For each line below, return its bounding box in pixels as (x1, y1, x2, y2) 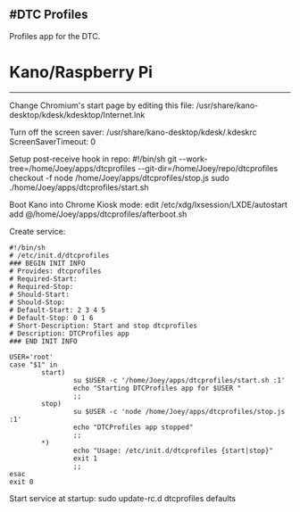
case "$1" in (9, 360, 58, 369)
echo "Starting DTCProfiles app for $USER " (72, 384, 242, 392)
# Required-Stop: (9, 282, 74, 291)
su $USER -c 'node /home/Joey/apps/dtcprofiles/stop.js (72, 407, 286, 416)
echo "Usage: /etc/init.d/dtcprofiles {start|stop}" (72, 446, 274, 455)
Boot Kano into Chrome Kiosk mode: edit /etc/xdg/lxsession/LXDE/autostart (9, 199, 288, 210)
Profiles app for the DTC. (9, 30, 101, 41)
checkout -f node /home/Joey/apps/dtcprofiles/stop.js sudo (9, 172, 230, 183)
